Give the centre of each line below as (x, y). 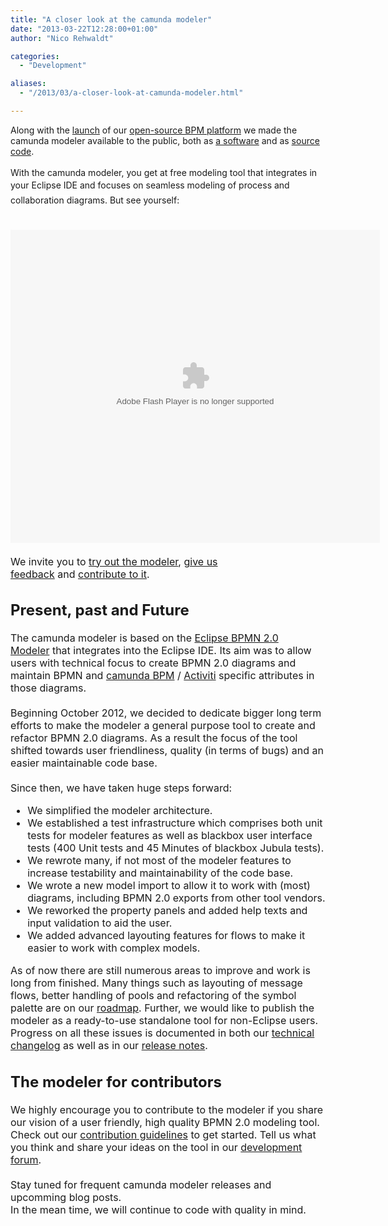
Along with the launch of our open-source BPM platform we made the (154, 130)
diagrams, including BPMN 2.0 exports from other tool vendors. (176, 898)
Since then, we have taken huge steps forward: (121, 788)
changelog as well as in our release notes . (109, 1046)
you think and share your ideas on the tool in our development (156, 1147)
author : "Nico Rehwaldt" (62, 38)
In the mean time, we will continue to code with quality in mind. (158, 1209)
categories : (35, 56)
